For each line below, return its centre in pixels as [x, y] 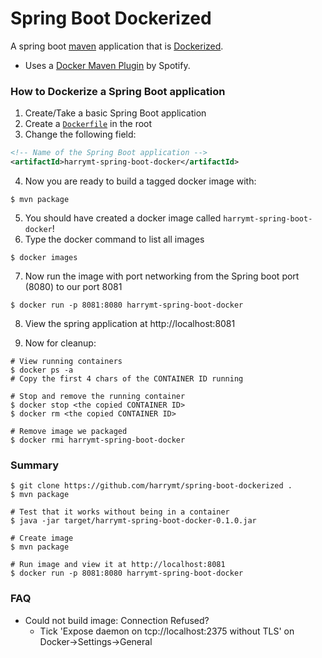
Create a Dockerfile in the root [88, 124]
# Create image [42, 538]
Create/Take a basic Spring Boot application [115, 113]
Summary [35, 465]
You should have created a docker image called [123, 218]
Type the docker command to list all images [114, 239]
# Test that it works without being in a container [120, 512]
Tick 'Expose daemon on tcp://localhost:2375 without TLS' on [167, 631]
